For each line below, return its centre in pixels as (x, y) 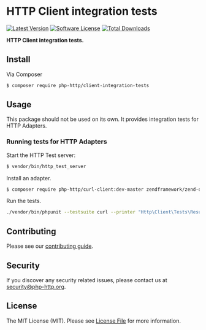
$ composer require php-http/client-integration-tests (78, 85)
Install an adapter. (29, 178)
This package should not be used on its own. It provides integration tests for (103, 119)
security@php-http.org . (36, 286)
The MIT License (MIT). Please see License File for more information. (93, 321)
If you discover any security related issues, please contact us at (87, 280)
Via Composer (25, 74)
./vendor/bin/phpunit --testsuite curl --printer (71, 212)
